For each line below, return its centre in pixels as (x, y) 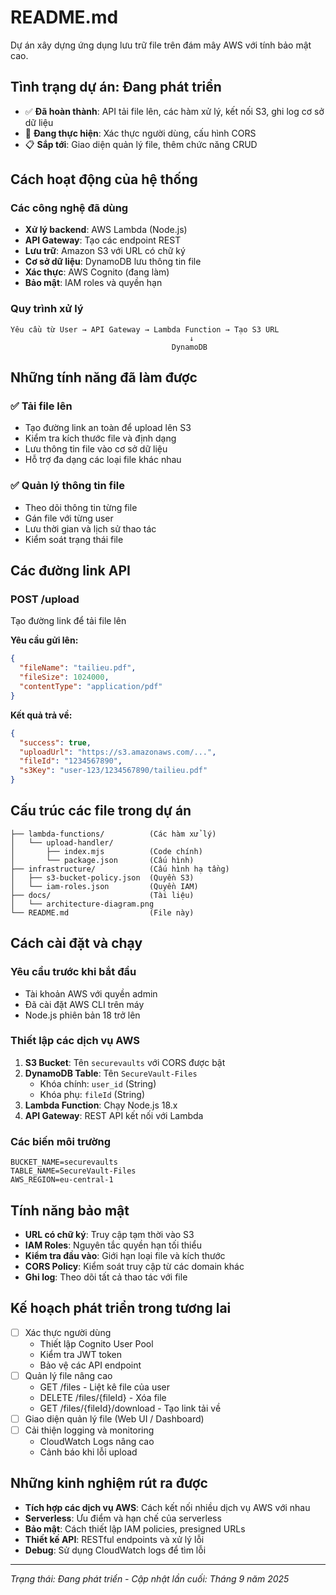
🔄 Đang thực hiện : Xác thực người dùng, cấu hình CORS (140, 133)
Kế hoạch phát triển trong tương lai (121, 1308)
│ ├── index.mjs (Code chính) (106, 851)
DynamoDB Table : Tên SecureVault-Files (111, 1073)
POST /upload (45, 599)
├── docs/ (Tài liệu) (102, 895)
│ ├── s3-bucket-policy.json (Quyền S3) (102, 877)
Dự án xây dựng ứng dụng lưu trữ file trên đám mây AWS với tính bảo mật (161, 45)
